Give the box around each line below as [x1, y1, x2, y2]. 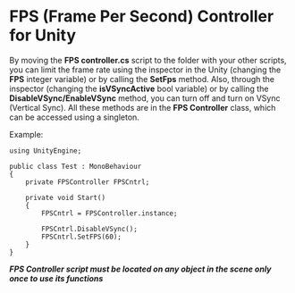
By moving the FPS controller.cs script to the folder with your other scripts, [9, 54, 288, 65]
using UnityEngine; [9, 146, 82, 155]
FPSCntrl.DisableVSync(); [41, 224, 139, 233]
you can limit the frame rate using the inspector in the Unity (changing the [9, 64, 282, 75]
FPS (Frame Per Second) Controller [9, 6, 274, 27]
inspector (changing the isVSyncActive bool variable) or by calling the [9, 83, 269, 94]
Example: [9, 129, 44, 139]
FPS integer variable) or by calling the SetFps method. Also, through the [9, 73, 275, 84]
